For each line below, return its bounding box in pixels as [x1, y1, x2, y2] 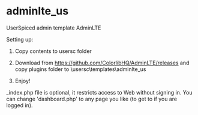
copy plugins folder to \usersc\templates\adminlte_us [14, 65, 146, 73]
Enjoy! [14, 77, 31, 84]
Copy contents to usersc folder [14, 47, 92, 55]
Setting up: [6, 36, 34, 43]
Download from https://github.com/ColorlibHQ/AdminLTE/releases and [14, 59, 190, 66]
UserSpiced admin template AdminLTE [6, 24, 101, 31]
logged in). [6, 101, 33, 109]
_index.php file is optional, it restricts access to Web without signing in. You [6, 89, 193, 96]
